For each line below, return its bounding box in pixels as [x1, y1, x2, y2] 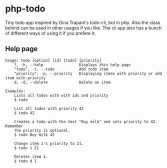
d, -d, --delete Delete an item [14, 79, 111, 85]
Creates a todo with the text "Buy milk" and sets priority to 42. [14, 119, 157, 124]
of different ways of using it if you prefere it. [5, 30, 96, 36]
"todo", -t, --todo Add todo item [14, 66, 108, 71]
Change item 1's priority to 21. [14, 141, 84, 146]
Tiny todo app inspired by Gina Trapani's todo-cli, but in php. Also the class [5, 19, 160, 25]
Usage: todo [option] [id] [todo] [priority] [5, 58, 101, 63]
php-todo [5, 3, 45, 14]
